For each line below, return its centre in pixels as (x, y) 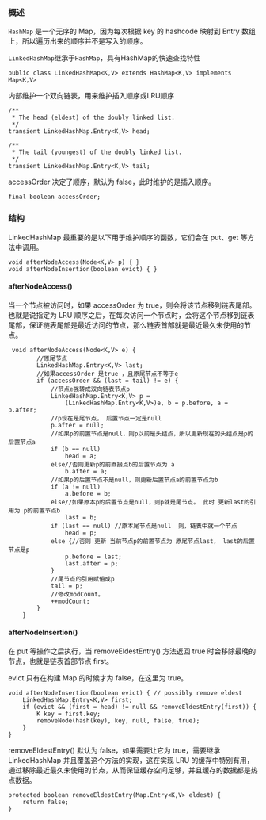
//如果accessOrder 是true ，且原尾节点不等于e (108, 374)
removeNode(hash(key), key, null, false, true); (118, 721)
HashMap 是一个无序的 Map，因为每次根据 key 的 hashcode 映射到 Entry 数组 (132, 31)
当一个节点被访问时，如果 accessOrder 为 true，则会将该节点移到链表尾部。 (132, 305)
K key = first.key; (69, 714)
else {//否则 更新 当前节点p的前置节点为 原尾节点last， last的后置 (152, 541)
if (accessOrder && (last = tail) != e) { (108, 381)
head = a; (81, 456)
